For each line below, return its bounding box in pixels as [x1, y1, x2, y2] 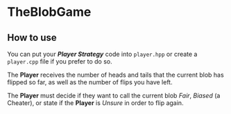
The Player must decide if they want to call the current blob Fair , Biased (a [7, 91, 221, 99]
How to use [7, 32, 57, 44]
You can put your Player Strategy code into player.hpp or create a [7, 50, 198, 58]
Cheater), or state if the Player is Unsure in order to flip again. [7, 99, 184, 107]
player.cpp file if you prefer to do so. [7, 57, 112, 66]
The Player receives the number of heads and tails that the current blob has [7, 70, 224, 79]
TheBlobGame [7, 4, 92, 20]
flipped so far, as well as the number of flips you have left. [7, 78, 173, 86]
